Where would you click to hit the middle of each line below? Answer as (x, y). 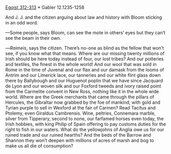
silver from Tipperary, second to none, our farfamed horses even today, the (85, 119)
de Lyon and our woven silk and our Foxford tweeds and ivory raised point (83, 86)
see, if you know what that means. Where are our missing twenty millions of (85, 53)
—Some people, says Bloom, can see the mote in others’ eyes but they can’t (86, 32)
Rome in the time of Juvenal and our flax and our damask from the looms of (85, 70)
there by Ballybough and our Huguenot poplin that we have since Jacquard (84, 81)
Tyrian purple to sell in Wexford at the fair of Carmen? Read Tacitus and (80, 108)
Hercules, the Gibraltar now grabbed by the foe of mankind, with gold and (83, 102)
